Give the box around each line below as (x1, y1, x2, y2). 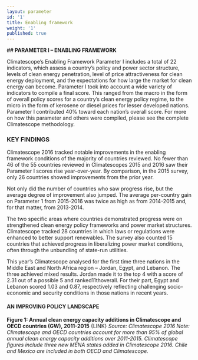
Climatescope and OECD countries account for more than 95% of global (6, 328, 183, 336)
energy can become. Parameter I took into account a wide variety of (6, 83, 173, 90)
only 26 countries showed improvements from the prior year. (6, 174, 154, 181)
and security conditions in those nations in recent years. (32, 289, 169, 296)
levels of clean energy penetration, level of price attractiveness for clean (6, 71, 183, 78)
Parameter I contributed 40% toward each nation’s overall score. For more (6, 108, 187, 115)
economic (6, 289, 31, 296)
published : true (6, 31, 47, 37)
